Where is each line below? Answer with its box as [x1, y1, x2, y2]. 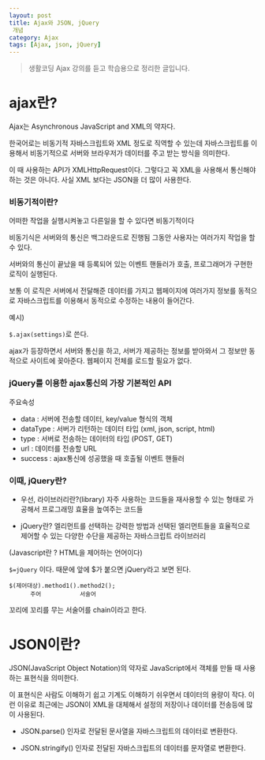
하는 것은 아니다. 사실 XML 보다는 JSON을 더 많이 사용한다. [9, 175, 192, 185]
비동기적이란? [9, 197, 58, 208]
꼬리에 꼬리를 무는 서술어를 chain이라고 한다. [9, 605, 147, 614]
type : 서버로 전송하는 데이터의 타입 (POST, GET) [20, 433, 173, 443]
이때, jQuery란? [9, 475, 67, 486]
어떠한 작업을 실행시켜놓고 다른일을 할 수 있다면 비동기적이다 [9, 216, 195, 226]
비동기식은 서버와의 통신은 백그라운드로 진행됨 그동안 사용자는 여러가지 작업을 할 [9, 233, 256, 242]
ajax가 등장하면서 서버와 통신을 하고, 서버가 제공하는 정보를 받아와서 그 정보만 [9, 346, 248, 356]
